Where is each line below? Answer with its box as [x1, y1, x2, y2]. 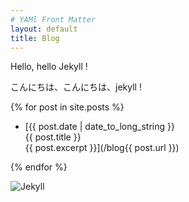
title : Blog [10, 33, 60, 43]
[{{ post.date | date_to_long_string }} [24, 121, 175, 133]
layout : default [10, 24, 78, 34]
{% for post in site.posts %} [10, 101, 125, 113]
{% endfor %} [10, 161, 68, 173]
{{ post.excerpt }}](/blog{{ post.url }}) [24, 142, 180, 154]
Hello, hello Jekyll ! [10, 61, 88, 73]
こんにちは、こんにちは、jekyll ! [10, 81, 142, 93]
